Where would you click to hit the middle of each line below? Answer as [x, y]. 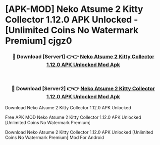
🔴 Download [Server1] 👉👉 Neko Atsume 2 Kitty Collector [83, 57]
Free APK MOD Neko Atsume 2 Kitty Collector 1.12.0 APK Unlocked [73, 117]
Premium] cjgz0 [39, 41]
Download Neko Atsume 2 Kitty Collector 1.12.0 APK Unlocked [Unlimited [79, 132]
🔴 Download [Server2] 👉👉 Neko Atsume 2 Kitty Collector [83, 89]
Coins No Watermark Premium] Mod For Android [54, 137]
